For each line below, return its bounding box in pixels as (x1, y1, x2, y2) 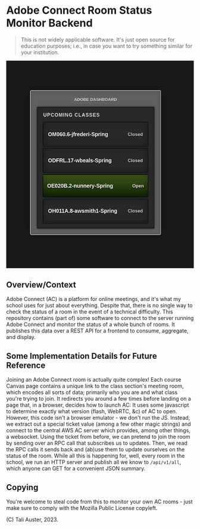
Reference (6, 360, 46, 370)
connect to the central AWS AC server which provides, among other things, (6, 427, 190, 434)
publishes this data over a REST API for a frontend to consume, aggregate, (6, 327, 189, 334)
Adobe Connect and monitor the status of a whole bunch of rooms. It (6, 321, 175, 328)
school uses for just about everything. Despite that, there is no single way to (6, 302, 193, 309)
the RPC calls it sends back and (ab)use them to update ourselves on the (6, 446, 185, 453)
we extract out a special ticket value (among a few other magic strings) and (6, 420, 192, 427)
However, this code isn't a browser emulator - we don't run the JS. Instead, (6, 414, 190, 422)
